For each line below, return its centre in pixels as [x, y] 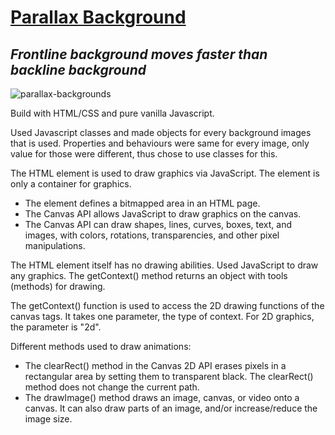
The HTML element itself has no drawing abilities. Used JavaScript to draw [164, 265]
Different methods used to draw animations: [101, 346]
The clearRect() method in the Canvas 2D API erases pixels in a [155, 365]
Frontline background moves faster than [139, 54]
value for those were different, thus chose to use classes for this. [144, 154]
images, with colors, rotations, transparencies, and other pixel [152, 235]
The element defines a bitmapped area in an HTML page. [142, 203]
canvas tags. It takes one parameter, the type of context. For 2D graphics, [162, 316]
